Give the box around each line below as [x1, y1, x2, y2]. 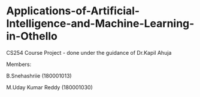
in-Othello [6, 30, 58, 43]
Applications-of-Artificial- [6, 4, 140, 18]
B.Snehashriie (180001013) [6, 72, 72, 79]
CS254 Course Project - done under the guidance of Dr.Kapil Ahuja [6, 49, 172, 56]
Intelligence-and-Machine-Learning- [6, 17, 195, 30]
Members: [6, 61, 32, 68]
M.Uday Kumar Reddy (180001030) [6, 83, 93, 90]
